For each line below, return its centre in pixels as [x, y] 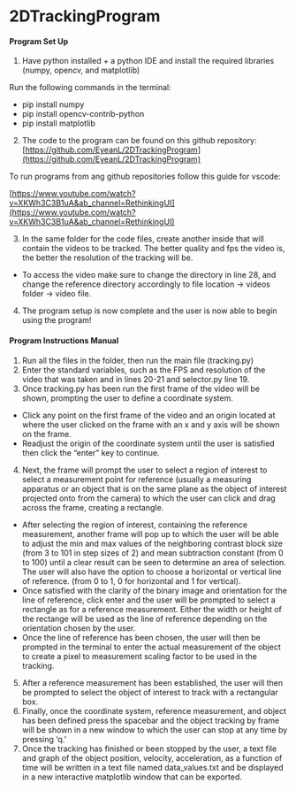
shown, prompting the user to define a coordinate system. [128, 398]
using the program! [57, 320]
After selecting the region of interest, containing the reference [135, 525]
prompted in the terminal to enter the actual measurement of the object [151, 647]
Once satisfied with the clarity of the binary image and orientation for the [154, 590]
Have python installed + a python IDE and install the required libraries [148, 61]
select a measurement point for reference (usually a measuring [137, 479]
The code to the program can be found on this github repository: [140, 141]
